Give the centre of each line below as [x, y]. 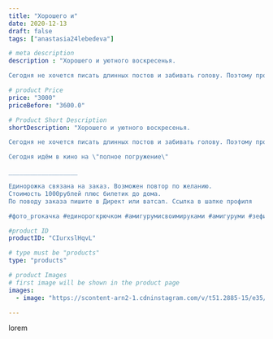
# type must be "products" [54, 253]
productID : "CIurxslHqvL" [52, 238]
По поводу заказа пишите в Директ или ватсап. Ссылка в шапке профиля [130, 201]
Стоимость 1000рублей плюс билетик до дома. [85, 193]
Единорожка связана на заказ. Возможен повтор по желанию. [110, 186]
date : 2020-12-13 [38, 24]
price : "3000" [32, 98]
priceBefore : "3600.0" [47, 105]
